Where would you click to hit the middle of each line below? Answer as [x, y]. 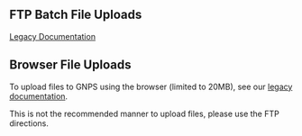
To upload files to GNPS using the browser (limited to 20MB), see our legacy [151, 86]
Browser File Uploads [70, 65]
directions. [29, 123]
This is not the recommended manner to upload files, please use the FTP [144, 113]
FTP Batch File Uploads [76, 15]
